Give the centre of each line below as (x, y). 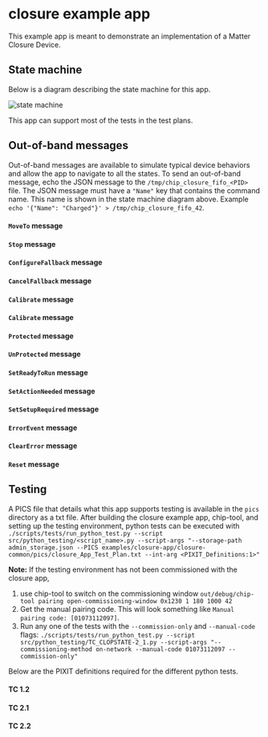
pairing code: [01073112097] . (70, 618)
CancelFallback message (50, 281)
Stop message (32, 244)
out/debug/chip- (227, 594)
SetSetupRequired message (53, 409)
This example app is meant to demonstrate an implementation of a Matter (130, 36)
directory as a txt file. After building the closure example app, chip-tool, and (134, 517)
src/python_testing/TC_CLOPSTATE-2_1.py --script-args (114, 642)
